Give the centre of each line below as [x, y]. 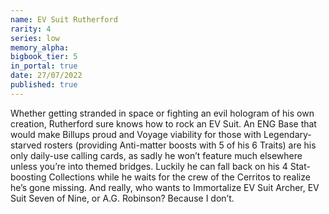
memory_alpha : [40, 47]
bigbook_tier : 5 [44, 57]
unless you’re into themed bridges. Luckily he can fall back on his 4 [149, 166]
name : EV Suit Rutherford [64, 19]
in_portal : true [44, 66]
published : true [44, 85]
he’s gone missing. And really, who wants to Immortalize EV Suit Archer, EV [165, 187]
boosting [28, 177]
